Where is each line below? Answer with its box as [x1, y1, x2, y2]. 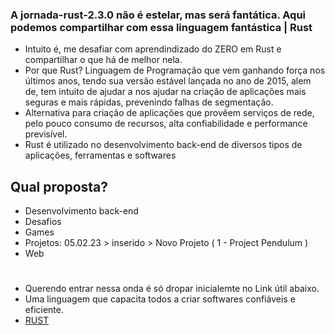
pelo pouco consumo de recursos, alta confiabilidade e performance [24, 118, 308, 130]
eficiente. [24, 304, 64, 316]
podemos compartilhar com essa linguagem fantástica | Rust [10, 20, 313, 34]
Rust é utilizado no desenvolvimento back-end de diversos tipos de [24, 139, 303, 151]
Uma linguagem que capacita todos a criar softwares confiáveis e [24, 293, 296, 305]
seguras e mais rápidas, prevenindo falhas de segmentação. [24, 96, 274, 108]
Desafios [24, 216, 62, 228]
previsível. [24, 128, 68, 140]
